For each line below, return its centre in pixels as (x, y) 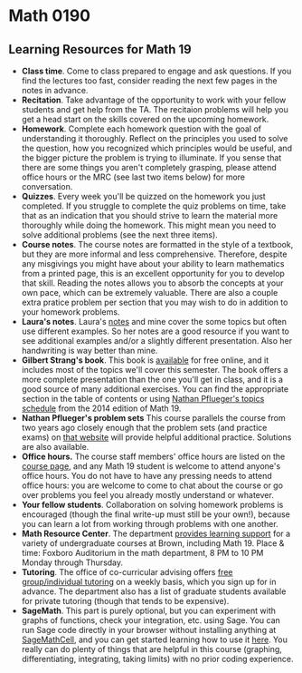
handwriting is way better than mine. (90, 351)
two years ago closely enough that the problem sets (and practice (144, 428)
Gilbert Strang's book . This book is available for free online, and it (145, 360)
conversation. (47, 186)
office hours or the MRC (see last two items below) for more (133, 177)
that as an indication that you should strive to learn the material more (150, 215)
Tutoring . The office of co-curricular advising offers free (127, 572)
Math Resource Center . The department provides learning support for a (156, 533)
